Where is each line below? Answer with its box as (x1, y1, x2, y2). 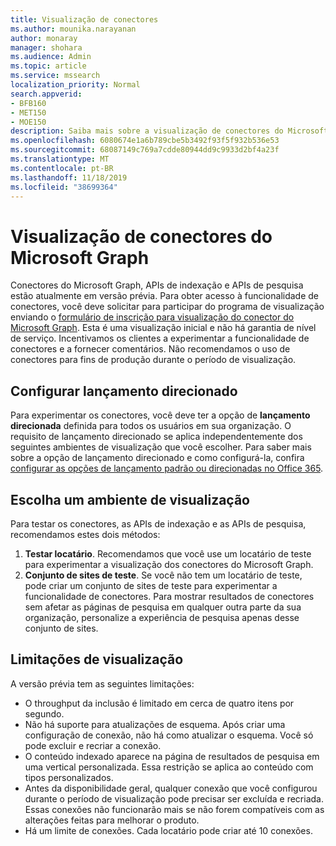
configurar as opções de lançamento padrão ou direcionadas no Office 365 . (10, 462, 324, 475)
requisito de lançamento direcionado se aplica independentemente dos (10, 431, 303, 443)
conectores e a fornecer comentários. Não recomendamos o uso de (10, 343, 291, 355)
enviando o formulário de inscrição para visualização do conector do (10, 311, 295, 323)
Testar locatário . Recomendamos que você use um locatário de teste (24, 547, 312, 560)
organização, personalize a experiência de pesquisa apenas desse (24, 611, 300, 623)
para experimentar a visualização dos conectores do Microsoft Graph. (24, 558, 314, 570)
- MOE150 (10, 117, 47, 127)
